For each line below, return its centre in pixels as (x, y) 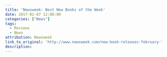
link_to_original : (24, 42)
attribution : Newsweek (29, 38)
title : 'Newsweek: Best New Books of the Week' (55, 10)
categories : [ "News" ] (28, 19)
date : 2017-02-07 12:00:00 (33, 14)
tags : (11, 24)
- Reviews (20, 28)
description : (19, 47)
